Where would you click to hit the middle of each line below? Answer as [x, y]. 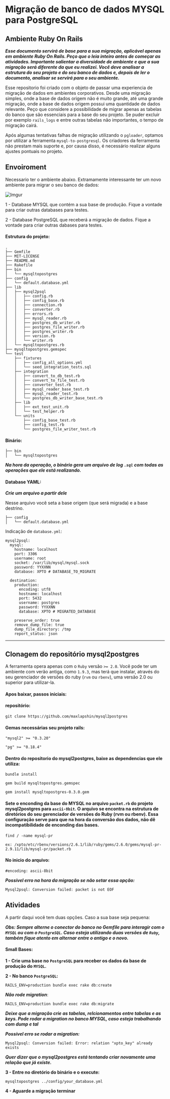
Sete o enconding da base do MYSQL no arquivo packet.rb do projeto [79, 804]
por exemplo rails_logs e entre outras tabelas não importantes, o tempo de [84, 120]
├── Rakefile [19, 265]
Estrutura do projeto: [28, 237]
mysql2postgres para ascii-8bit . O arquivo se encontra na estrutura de [82, 809]
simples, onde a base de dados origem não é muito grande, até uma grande [84, 98]
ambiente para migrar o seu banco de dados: [52, 185]
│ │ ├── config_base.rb [35, 301]
